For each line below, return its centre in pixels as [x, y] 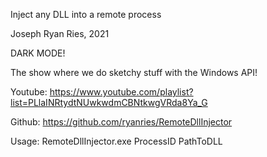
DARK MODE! [38, 53]
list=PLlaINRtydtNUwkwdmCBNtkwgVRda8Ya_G [109, 102]
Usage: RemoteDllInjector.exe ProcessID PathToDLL [116, 141]
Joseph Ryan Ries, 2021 [60, 33]
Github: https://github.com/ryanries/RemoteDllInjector [121, 122]
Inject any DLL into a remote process [86, 14]
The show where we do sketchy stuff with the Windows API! [134, 72]
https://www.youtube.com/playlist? [121, 92]
